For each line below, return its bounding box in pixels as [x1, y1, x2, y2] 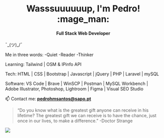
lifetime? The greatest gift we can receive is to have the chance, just [17, 113, 157, 119]
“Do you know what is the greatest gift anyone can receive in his [17, 107, 149, 113]
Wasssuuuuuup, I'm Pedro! [26, 3, 140, 14]
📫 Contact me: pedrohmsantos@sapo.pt [5, 96, 92, 102]
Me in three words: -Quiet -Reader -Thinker [5, 52, 94, 58]
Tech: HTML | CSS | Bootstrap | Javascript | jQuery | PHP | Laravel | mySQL [5, 71, 160, 77]
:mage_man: [56, 13, 110, 25]
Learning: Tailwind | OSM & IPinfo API [5, 62, 82, 68]
